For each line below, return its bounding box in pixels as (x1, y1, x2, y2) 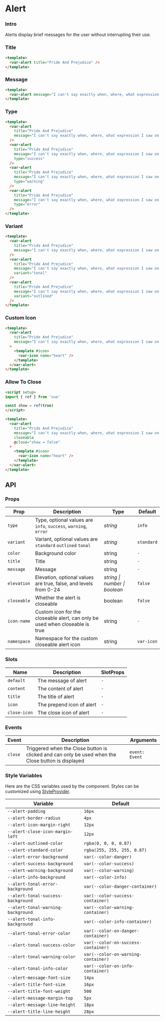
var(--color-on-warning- (83, 951, 142, 957)
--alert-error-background (7, 854, 68, 860)
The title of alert (37, 693, 75, 700)
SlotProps (101, 669, 125, 676)
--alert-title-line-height (7, 1009, 71, 1015)
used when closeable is (35, 621, 89, 628)
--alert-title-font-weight (7, 988, 71, 994)
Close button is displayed (26, 757, 84, 764)
